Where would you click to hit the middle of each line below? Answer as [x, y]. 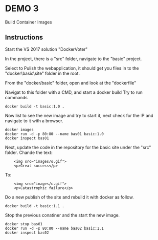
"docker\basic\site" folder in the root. [42, 73]
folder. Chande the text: [29, 153]
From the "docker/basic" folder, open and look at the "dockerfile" [71, 83]
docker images [20, 130]
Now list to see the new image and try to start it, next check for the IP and [79, 115]
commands [16, 97]
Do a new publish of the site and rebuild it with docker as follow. [69, 197]
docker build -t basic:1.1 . [35, 206]
